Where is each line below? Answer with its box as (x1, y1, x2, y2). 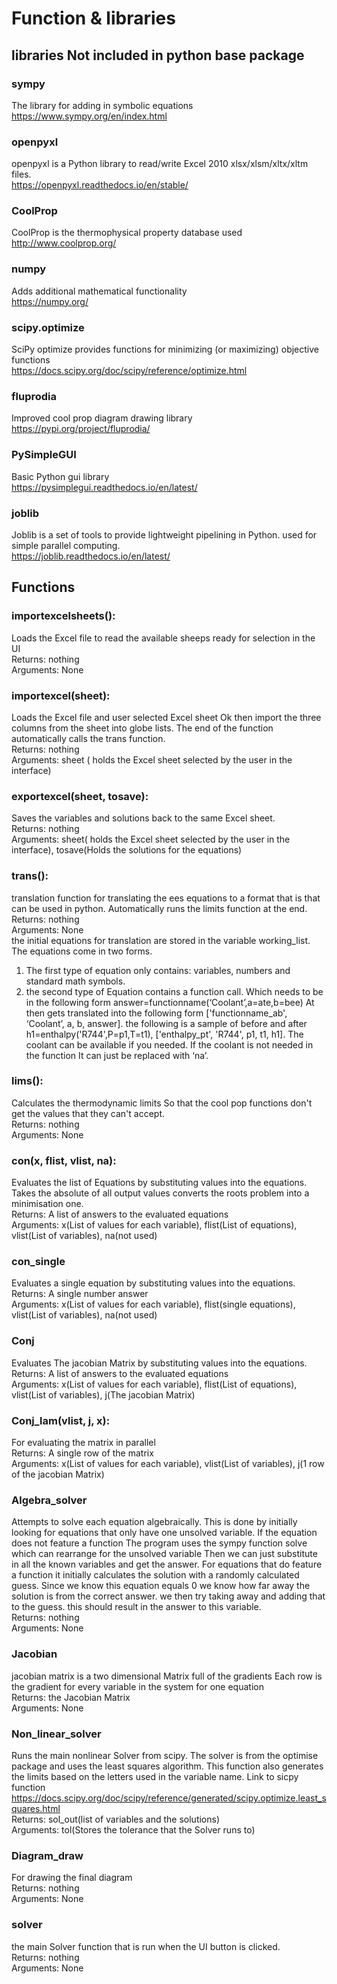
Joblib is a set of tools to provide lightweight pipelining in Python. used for (11, 528, 318, 541)
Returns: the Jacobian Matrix (11, 1691, 131, 1703)
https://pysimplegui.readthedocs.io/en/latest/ (11, 481, 198, 493)
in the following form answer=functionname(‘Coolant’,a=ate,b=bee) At (25, 996, 315, 1008)
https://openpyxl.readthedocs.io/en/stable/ (11, 179, 189, 191)
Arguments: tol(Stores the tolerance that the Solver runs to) (11, 1823, 256, 1836)
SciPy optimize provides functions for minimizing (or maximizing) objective (11, 343, 319, 356)
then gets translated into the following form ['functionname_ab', (25, 1007, 288, 1019)
